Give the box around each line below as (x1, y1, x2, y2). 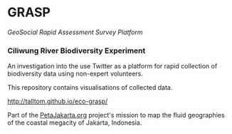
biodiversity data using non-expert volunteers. (7, 69, 144, 78)
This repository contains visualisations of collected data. (7, 83, 173, 92)
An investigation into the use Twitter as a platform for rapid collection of (7, 62, 218, 71)
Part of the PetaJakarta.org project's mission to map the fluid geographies (7, 111, 226, 120)
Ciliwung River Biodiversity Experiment (7, 46, 146, 56)
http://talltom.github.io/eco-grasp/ (7, 97, 108, 105)
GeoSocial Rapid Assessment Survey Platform (7, 28, 143, 36)
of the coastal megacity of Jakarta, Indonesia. (7, 118, 142, 127)
